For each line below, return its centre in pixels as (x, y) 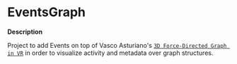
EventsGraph (47, 12)
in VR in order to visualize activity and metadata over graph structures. (110, 53)
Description (25, 32)
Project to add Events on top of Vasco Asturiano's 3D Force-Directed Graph (117, 45)
